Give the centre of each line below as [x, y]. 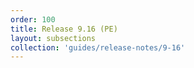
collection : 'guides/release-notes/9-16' [98, 47]
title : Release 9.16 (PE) [64, 29]
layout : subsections [53, 38]
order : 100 [33, 19]
